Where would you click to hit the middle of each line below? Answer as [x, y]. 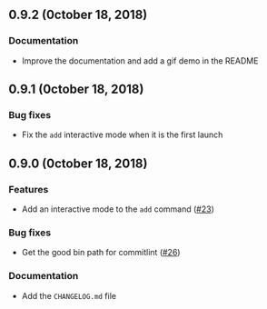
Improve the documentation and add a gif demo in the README [140, 60]
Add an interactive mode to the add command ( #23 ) [118, 209]
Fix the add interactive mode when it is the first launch [122, 135]
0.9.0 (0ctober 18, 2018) [78, 163]
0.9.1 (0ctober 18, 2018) [76, 90]
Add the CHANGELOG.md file [69, 295]
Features [29, 189]
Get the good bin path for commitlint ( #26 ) [101, 253]
